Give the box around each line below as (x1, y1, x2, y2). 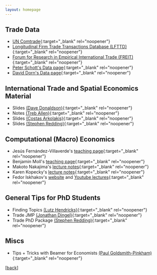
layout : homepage (5, 7, 41, 12)
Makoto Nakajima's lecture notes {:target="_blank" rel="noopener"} (12, 164, 149, 170)
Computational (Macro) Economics (5, 135, 115, 143)
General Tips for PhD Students (5, 194, 101, 202)
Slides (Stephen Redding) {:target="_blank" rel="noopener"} (12, 121, 134, 127)
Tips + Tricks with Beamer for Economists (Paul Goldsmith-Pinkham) (12, 250, 152, 256)
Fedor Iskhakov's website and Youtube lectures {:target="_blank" (12, 174, 144, 180)
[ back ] (5, 265, 19, 271)
